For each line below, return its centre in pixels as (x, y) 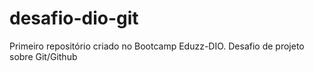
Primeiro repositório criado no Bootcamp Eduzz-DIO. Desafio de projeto (157, 46)
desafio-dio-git (74, 18)
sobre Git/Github (43, 56)
